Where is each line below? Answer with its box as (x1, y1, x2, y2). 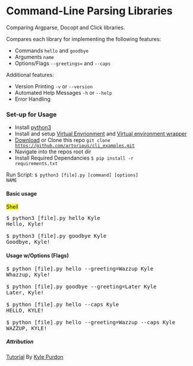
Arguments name (14, 53, 55, 60)
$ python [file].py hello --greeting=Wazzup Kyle (6, 265, 154, 272)
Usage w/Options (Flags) (6, 252, 69, 259)
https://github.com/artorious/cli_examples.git (14, 143, 135, 149)
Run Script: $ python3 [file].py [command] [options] (6, 171, 138, 178)
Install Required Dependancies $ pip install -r (14, 154, 134, 162)
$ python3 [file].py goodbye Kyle (6, 232, 107, 240)
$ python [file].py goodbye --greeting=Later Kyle (6, 283, 157, 290)
